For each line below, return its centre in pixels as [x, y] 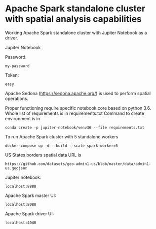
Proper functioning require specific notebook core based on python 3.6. [78, 108]
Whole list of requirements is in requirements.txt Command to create [75, 113]
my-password [17, 66]
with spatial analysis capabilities [74, 19]
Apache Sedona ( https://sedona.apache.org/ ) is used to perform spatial [78, 93]
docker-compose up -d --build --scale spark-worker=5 [62, 146]
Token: [12, 75]
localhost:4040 [21, 223]
